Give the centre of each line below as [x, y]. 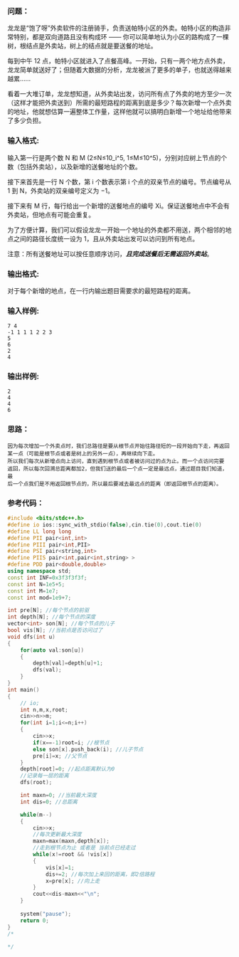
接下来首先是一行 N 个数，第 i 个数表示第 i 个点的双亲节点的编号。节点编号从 [119, 181]
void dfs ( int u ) [31, 637]
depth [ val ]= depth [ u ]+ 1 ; [68, 663]
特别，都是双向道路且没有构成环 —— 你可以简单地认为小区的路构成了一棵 [121, 37]
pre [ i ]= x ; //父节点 [60, 756]
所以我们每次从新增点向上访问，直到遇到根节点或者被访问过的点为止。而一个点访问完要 [116, 461]
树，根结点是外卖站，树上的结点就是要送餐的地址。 [82, 46]
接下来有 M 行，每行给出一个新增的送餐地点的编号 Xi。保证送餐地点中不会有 [118, 206]
